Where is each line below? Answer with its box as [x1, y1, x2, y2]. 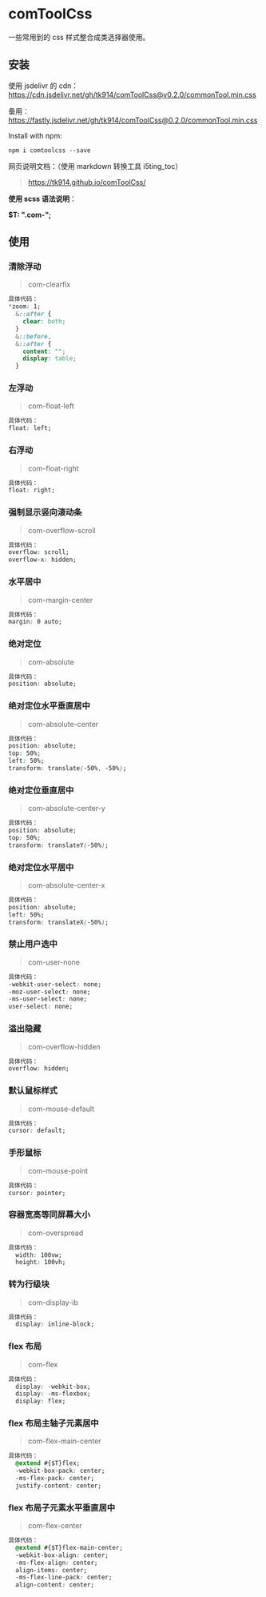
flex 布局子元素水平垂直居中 [8, 1502, 116, 1513]
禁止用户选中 [8, 938, 58, 949]
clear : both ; [22, 318, 66, 326]
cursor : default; [8, 1126, 66, 1135]
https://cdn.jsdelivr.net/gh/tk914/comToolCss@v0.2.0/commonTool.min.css [8, 90, 257, 99]
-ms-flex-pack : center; [15, 1475, 94, 1483]
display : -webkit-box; [15, 1382, 91, 1390]
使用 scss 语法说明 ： [8, 194, 77, 203]
